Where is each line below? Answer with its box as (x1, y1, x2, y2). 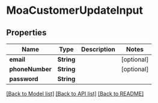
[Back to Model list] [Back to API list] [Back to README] (6, 90, 144, 97)
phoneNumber (9, 65, 52, 73)
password (9, 75, 38, 83)
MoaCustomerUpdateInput (6, 4, 143, 17)
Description (81, 46, 116, 53)
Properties (6, 28, 47, 38)
